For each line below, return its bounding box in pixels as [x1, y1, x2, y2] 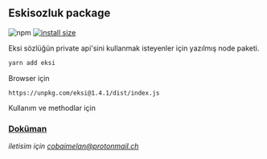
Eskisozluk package [8, 6, 111, 20]
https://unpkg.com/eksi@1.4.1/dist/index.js [8, 88, 160, 97]
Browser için [8, 73, 50, 83]
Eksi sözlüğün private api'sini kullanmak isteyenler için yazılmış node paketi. [8, 43, 260, 53]
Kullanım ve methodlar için [8, 103, 97, 112]
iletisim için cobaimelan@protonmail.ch [8, 141, 139, 151]
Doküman [8, 123, 47, 134]
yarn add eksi [8, 59, 56, 67]
